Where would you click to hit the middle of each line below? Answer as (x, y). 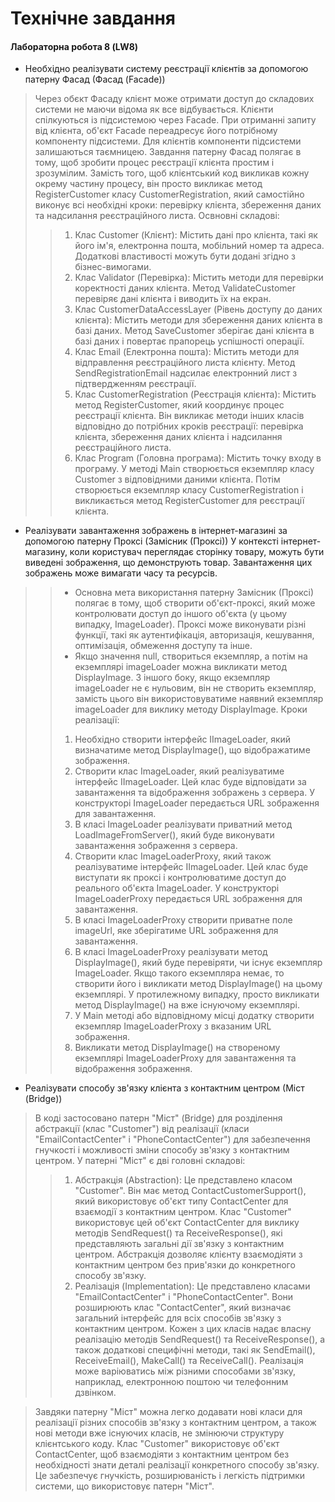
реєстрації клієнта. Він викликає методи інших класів (189, 416)
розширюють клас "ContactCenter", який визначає (183, 1308)
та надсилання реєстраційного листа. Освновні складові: (157, 216)
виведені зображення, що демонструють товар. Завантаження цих (168, 563)
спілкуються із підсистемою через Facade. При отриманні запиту (175, 120)
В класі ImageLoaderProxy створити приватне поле (183, 920)
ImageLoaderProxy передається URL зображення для (188, 899)
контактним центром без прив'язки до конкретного (185, 1265)
